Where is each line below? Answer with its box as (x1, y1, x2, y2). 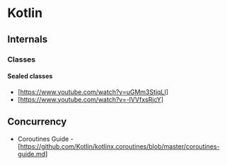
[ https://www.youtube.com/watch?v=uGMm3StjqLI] (17, 87, 168, 96)
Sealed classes (7, 72, 53, 81)
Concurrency (7, 115, 67, 128)
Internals (7, 33, 48, 45)
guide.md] (17, 149, 48, 158)
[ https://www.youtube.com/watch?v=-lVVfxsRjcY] (17, 95, 164, 103)
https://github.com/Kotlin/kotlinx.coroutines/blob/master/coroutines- (20, 142, 221, 150)
